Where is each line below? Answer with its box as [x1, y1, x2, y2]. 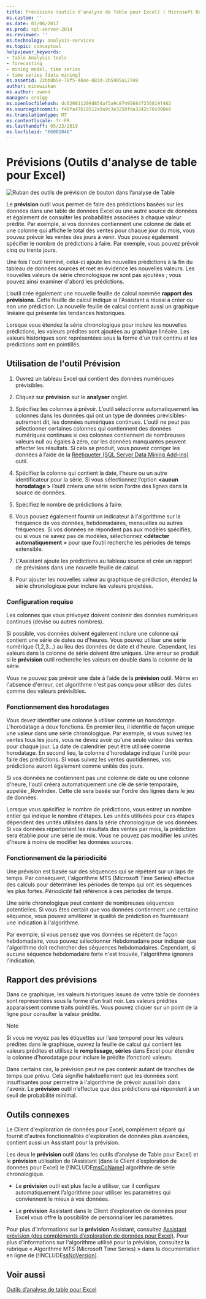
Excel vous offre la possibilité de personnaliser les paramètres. [15, 1214, 174, 1221]
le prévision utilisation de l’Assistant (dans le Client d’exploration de [6, 1157, 177, 1164]
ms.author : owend [6, 89, 51, 95]
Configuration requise [6, 597, 74, 606]
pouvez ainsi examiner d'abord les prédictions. [6, 278, 124, 285]
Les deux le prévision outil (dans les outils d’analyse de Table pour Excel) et [6, 1151, 199, 1158]
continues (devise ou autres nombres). [6, 618, 104, 625]
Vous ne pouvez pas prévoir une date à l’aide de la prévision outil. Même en [6, 674, 199, 682]
